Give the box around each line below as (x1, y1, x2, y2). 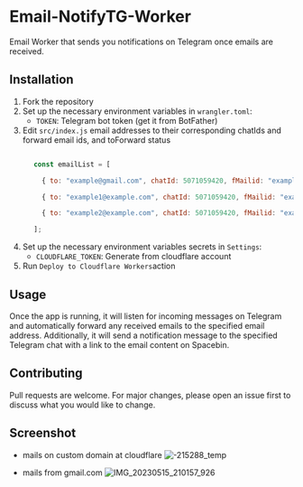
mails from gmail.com (22, 467, 104, 478)
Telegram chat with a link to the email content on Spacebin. (9, 339, 230, 350)
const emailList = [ (32, 160, 111, 169)
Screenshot (9, 426, 77, 441)
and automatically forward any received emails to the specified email (9, 320, 265, 331)
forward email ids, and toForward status (22, 134, 171, 145)
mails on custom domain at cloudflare (22, 449, 162, 460)
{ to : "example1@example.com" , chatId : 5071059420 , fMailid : (41, 192, 277, 201)
